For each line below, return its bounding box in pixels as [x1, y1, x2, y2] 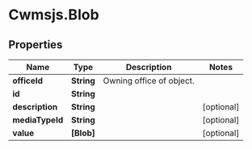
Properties [8, 38, 63, 52]
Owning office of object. [103, 75, 195, 86]
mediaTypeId [12, 114, 64, 126]
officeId [12, 75, 43, 86]
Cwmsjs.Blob [8, 6, 99, 24]
